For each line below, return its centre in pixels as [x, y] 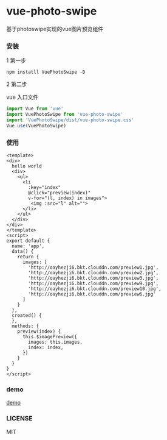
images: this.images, [56, 342]
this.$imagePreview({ [50, 337]
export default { [28, 241]
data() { [23, 252]
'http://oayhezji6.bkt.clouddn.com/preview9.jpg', [94, 284]
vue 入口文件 [22, 97]
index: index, [46, 348]
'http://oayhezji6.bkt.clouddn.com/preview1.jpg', [94, 268]
